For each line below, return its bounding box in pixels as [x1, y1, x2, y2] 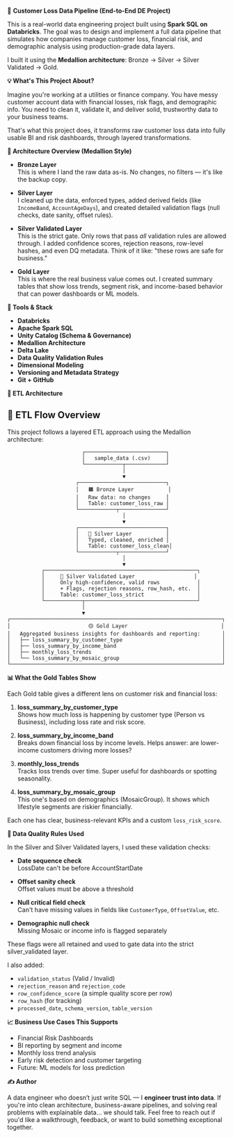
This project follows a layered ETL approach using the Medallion [7, 428, 191, 436]
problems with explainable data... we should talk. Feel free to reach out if [7, 1108, 216, 1116]
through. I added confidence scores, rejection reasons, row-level [17, 239, 204, 247]
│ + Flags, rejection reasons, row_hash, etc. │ [41, 585, 200, 592]
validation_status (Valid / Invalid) [17, 974, 115, 982]
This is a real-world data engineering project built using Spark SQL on [7, 20, 208, 28]
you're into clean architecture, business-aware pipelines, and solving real [7, 1100, 218, 1109]
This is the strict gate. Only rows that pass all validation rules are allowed [17, 232, 227, 240]
